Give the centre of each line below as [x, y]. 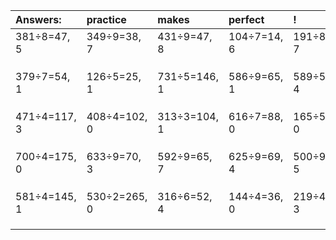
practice [106, 19]
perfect [246, 19]
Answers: [38, 19]
